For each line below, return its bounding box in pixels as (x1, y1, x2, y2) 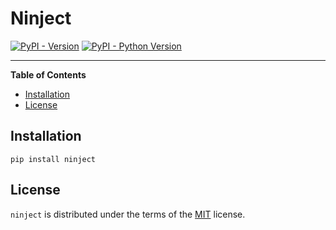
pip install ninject (10, 154, 97, 164)
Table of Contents (10, 68, 87, 81)
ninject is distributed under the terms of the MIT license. (10, 208, 246, 220)
